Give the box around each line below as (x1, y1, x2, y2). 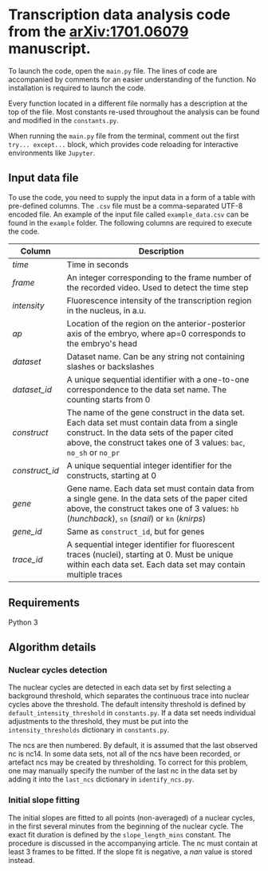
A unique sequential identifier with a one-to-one (66, 374, 250, 385)
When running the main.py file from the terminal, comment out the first (8, 130, 239, 141)
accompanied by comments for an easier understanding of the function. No (8, 74, 257, 84)
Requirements (8, 596, 80, 609)
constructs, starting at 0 (66, 469, 157, 481)
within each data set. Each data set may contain (66, 558, 246, 569)
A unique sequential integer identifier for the (66, 460, 233, 471)
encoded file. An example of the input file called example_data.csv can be (8, 210, 250, 219)
